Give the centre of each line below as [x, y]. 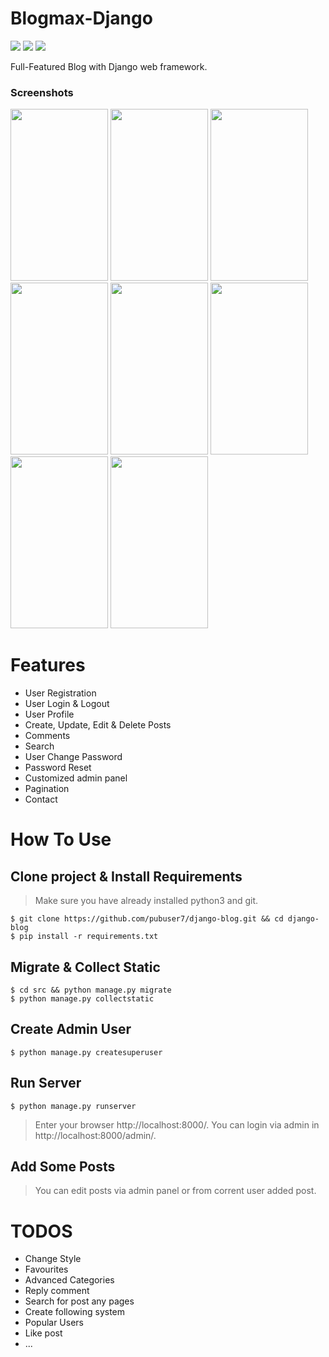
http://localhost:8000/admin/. [95, 1135]
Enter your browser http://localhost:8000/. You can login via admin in [177, 1124]
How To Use [61, 839]
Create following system [75, 1312]
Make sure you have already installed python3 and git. [146, 901]
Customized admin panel [76, 778]
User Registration [60, 693]
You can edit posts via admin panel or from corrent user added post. [175, 1191]
